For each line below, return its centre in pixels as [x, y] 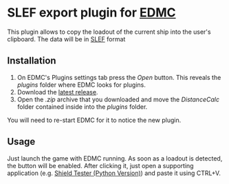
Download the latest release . [57, 92]
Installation [32, 61]
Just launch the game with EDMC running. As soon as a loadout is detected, [115, 158]
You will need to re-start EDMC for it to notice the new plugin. [94, 120]
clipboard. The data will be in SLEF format [66, 39]
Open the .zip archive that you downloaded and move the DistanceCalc [118, 99]
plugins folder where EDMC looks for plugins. [81, 85]
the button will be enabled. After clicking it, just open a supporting [100, 165]
